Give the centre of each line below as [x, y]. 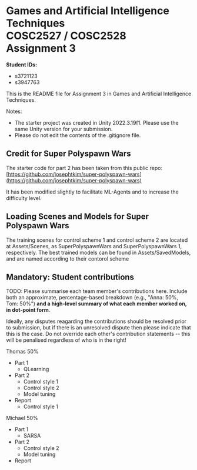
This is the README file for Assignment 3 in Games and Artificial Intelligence [99, 94]
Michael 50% [22, 418]
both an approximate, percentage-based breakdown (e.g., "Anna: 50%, [92, 298]
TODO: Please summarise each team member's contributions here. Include [97, 291]
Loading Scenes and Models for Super [77, 217]
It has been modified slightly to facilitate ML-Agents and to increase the [93, 192]
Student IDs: [21, 64]
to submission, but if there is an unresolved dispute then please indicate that [98, 328]
